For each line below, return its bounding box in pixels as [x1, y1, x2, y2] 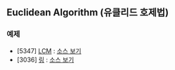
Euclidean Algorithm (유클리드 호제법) [6, 6, 169, 19]
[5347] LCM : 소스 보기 [16, 46, 82, 55]
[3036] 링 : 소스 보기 [16, 55, 74, 64]
